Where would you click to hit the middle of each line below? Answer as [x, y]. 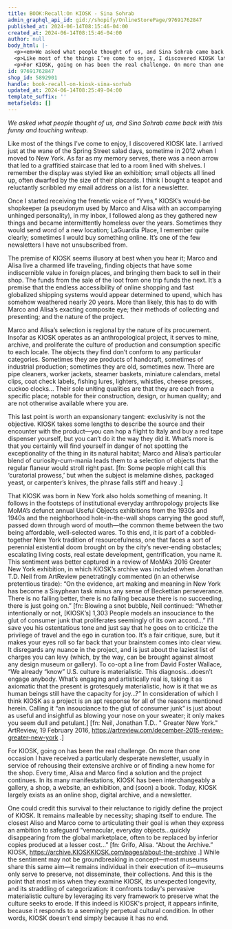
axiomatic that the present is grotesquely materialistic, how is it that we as [113, 686]
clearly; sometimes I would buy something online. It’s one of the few [104, 237]
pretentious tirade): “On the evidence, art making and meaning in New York [114, 584]
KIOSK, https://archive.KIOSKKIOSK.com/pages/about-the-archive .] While [114, 852]
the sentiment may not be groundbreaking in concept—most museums [108, 859]
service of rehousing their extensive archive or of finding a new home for [112, 765]
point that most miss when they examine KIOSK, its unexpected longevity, [112, 881]
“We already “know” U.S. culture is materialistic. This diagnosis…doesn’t [110, 671]
